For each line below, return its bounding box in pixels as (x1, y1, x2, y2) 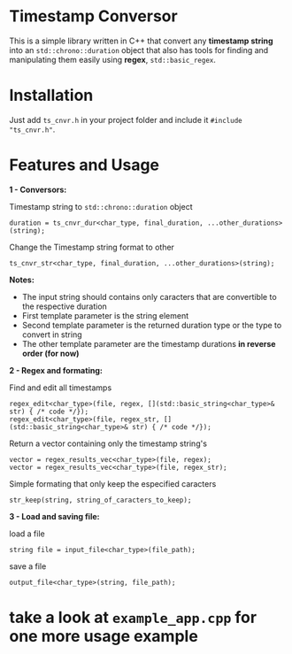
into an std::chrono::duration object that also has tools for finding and (9, 44, 269, 55)
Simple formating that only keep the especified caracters (9, 478, 217, 489)
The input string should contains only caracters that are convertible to (21, 291, 277, 302)
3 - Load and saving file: (9, 511, 100, 521)
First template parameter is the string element (21, 310, 189, 320)
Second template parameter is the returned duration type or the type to (21, 319, 282, 330)
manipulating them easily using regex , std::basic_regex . (9, 54, 217, 65)
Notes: (9, 274, 35, 285)
